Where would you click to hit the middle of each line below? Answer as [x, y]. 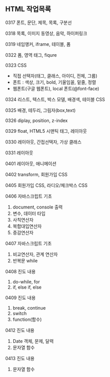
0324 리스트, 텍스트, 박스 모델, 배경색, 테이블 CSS [55, 99]
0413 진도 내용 [20, 358]
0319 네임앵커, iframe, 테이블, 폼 [38, 44]
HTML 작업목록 [28, 9]
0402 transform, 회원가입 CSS [36, 174]
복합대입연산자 [27, 226]
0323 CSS [16, 65]
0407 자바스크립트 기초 [29, 243]
